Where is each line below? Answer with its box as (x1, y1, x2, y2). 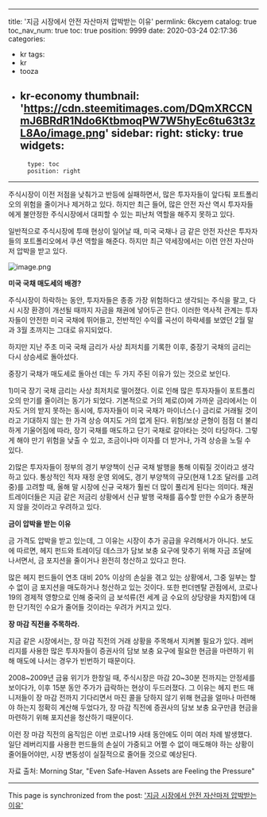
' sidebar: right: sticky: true (105, 126, 244, 140)
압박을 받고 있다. (16, 246, 68, 255)
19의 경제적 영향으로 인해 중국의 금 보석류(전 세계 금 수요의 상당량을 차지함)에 (8, 592, 248, 602)
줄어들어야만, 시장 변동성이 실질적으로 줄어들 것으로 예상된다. (8, 749, 197, 759)
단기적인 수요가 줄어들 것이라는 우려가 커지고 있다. (16, 602, 172, 612)
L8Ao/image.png (19, 126, 106, 140)
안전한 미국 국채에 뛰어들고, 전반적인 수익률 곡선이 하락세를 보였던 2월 (29, 315, 246, 324)
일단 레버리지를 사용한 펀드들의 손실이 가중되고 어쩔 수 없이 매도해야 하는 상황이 (8, 739, 254, 749)
